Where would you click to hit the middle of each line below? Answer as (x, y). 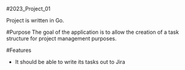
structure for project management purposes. (61, 38)
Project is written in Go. (35, 20)
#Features (19, 50)
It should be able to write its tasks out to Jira (70, 62)
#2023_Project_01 (29, 9)
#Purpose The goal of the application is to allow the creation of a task (92, 32)
